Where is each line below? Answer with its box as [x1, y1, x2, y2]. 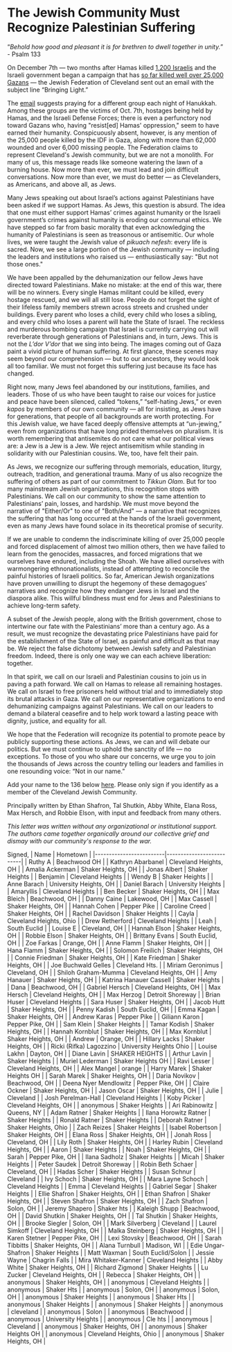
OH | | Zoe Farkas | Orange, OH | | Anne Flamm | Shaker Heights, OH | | [7, 938, 211, 947]
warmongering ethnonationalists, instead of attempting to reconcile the [7, 564, 210, 573]
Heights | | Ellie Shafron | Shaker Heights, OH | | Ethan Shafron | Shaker [7, 1189, 211, 1198]
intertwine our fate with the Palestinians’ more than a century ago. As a [7, 622, 210, 630]
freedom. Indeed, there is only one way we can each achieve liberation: [7, 651, 211, 660]
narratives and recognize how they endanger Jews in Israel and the [7, 586, 199, 595]
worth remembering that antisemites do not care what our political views [7, 434, 214, 442]
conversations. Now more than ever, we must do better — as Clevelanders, [7, 172, 221, 181]
